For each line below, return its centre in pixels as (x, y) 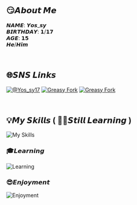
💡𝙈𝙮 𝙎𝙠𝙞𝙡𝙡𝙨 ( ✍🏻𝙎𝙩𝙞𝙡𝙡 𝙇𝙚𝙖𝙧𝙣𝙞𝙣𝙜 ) (69, 121)
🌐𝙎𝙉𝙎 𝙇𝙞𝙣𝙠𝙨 (31, 75)
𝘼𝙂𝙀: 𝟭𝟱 (18, 38)
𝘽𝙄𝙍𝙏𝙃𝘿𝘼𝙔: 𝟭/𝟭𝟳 (30, 31)
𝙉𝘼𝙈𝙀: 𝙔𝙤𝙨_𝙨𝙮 (26, 25)
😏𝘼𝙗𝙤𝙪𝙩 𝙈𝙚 (31, 11)
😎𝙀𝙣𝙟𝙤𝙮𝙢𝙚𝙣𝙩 (28, 182)
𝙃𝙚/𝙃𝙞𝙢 (17, 44)
